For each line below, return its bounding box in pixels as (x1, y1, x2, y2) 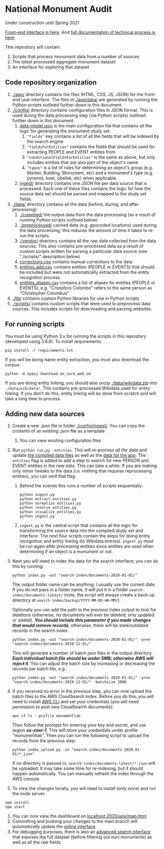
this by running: (12, 564, 44, 569)
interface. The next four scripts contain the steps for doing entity (19, 533, 150, 539)
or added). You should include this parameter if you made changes (12, 617, 151, 623)
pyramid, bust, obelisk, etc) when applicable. (26, 175, 117, 181)
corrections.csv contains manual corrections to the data (19, 258, 133, 264)
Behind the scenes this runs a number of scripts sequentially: (19, 483, 143, 489)
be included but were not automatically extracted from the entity (19, 269, 150, 275)
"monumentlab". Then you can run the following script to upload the (12, 732, 149, 739)
